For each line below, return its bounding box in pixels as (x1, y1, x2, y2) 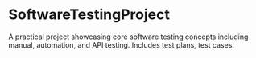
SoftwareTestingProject (8, 6, 171, 24)
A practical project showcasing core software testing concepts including (8, 32, 249, 41)
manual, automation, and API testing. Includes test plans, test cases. (8, 40, 235, 49)
